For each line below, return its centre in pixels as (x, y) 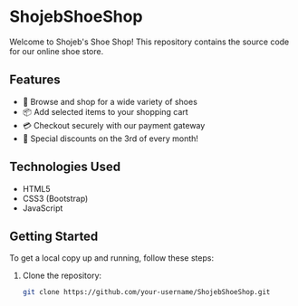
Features (35, 80)
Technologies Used (65, 167)
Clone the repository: (62, 276)
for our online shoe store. (57, 51)
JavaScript (43, 208)
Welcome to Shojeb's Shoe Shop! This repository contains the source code (149, 42)
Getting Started (54, 236)
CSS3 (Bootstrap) (55, 198)
